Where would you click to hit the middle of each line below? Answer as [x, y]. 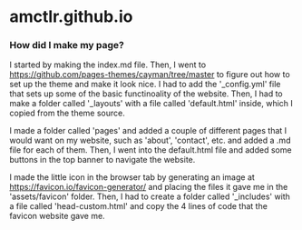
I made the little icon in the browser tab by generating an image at [132, 177]
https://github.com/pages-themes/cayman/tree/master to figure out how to [150, 75]
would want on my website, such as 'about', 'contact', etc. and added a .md [150, 140]
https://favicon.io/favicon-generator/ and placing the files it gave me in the [149, 187]
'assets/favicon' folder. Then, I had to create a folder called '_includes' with [150, 196]
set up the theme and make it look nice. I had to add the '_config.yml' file [145, 85]
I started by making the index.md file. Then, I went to [108, 65]
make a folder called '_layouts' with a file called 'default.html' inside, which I [151, 104]
